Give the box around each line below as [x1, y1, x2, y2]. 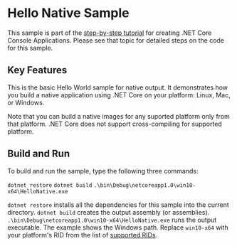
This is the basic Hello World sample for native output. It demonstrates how [7, 83, 228, 92]
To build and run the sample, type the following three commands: [7, 166, 199, 175]
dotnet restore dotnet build [7, 181, 93, 189]
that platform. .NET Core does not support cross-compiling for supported [7, 119, 222, 128]
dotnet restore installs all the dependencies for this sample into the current [7, 200, 229, 209]
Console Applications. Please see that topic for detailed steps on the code [7, 36, 225, 44]
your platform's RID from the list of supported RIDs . [7, 230, 158, 239]
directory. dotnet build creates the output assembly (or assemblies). [7, 208, 210, 216]
